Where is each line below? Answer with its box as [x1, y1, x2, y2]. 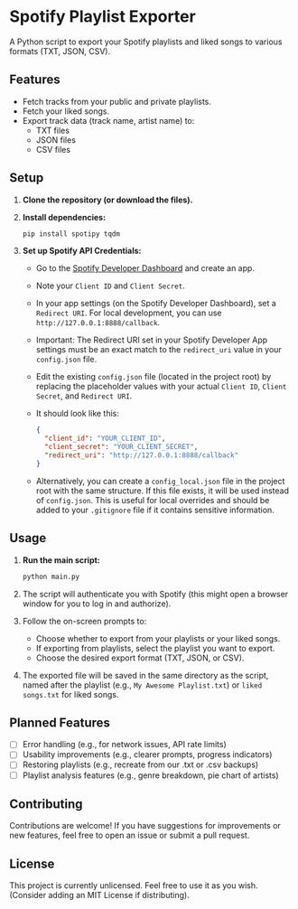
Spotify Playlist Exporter [9, 6, 196, 27]
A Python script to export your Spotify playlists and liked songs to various [9, 36, 283, 47]
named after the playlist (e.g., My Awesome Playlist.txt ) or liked [22, 679, 263, 690]
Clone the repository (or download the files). [22, 194, 193, 205]
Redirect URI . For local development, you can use [35, 307, 222, 318]
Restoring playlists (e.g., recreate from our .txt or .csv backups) [22, 759, 259, 770]
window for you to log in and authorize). [22, 598, 172, 609]
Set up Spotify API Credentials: [22, 246, 142, 257]
